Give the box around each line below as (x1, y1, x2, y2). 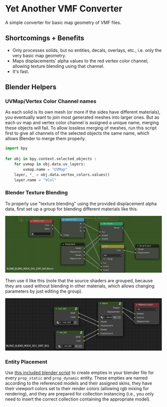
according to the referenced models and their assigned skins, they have (5, 380, 153, 387)
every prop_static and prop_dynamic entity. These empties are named (5, 375, 148, 381)
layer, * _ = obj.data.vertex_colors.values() (14, 172, 110, 177)
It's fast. (12, 68, 29, 74)
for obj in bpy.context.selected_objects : (5, 157, 97, 162)
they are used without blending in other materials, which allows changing (5, 283, 155, 289)
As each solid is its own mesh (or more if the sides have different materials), (5, 109, 161, 115)
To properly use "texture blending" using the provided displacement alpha (5, 201, 157, 206)
